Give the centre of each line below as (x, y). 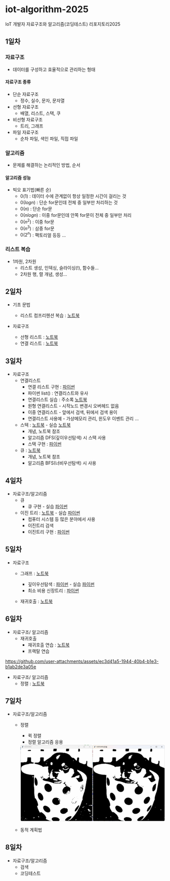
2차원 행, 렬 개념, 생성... (44, 274)
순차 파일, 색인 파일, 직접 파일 (49, 139)
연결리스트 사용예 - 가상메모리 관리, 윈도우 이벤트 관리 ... (83, 419)
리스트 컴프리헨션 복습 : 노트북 (50, 315)
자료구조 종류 (18, 82)
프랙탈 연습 (38, 651)
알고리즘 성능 (18, 177)
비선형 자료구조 (28, 119)
